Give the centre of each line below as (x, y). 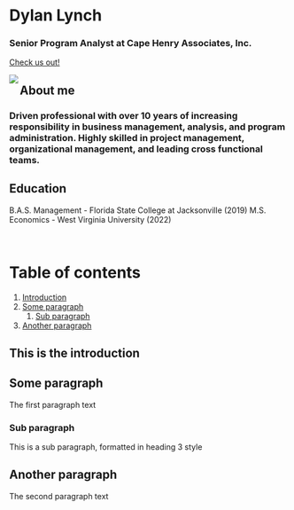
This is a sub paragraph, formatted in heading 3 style (106, 447)
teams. (24, 160)
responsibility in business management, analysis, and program (147, 127)
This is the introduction (74, 353)
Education (38, 188)
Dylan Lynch (56, 16)
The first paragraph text (53, 404)
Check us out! (35, 62)
